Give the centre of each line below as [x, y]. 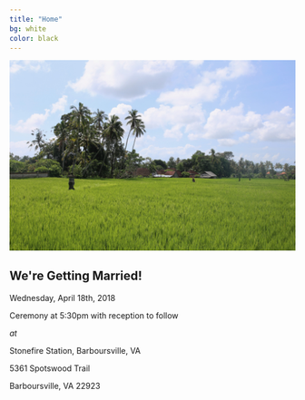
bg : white [28, 29]
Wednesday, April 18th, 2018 [63, 298]
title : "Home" [36, 19]
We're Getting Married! [76, 276]
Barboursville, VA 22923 [55, 385]
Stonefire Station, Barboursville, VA [75, 350]
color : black [34, 38]
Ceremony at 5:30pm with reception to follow [94, 315]
